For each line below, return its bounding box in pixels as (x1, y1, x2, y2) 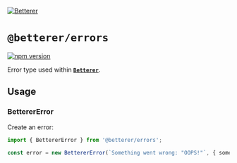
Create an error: (7, 123, 54, 131)
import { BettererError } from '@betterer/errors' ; (7, 136, 162, 143)
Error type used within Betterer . (7, 65, 101, 74)
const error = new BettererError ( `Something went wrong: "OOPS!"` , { (7, 149, 217, 156)
